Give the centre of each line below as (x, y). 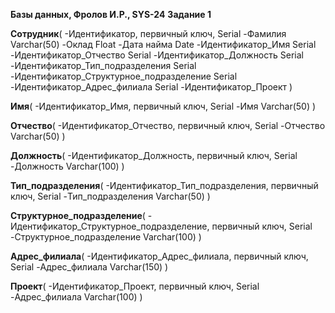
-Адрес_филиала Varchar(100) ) (76, 297)
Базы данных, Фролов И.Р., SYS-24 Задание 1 (111, 14)
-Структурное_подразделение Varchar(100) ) (106, 237)
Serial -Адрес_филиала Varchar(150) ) (89, 267)
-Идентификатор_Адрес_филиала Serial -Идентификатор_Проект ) (151, 87)
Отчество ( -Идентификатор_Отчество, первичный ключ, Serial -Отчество (168, 125)
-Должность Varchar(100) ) (67, 166)
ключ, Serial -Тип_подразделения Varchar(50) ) (110, 196)
